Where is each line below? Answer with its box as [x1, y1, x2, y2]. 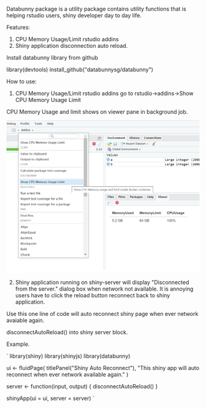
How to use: [6, 78, 37, 85]
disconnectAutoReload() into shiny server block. [6, 329, 128, 336]
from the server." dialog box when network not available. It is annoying [15, 285, 194, 292]
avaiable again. [6, 316, 45, 324]
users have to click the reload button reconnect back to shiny [15, 292, 170, 299]
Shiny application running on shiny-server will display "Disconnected [15, 279, 189, 286]
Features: [6, 24, 31, 31]
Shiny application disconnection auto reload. [15, 42, 128, 49]
